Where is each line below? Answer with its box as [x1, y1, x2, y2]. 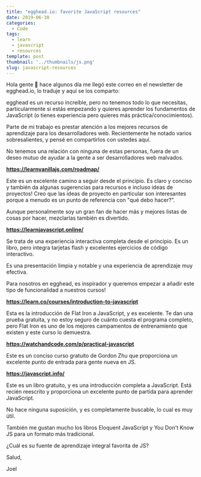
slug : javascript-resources [6, 64, 77, 71]
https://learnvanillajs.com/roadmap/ [6, 166, 100, 173]
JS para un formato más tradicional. [6, 430, 95, 438]
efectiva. [6, 268, 28, 276]
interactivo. [6, 250, 34, 258]
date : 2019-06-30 [6, 14, 50, 20]
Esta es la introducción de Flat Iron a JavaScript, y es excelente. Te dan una [6, 310, 193, 317]
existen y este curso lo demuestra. [6, 329, 92, 336]
